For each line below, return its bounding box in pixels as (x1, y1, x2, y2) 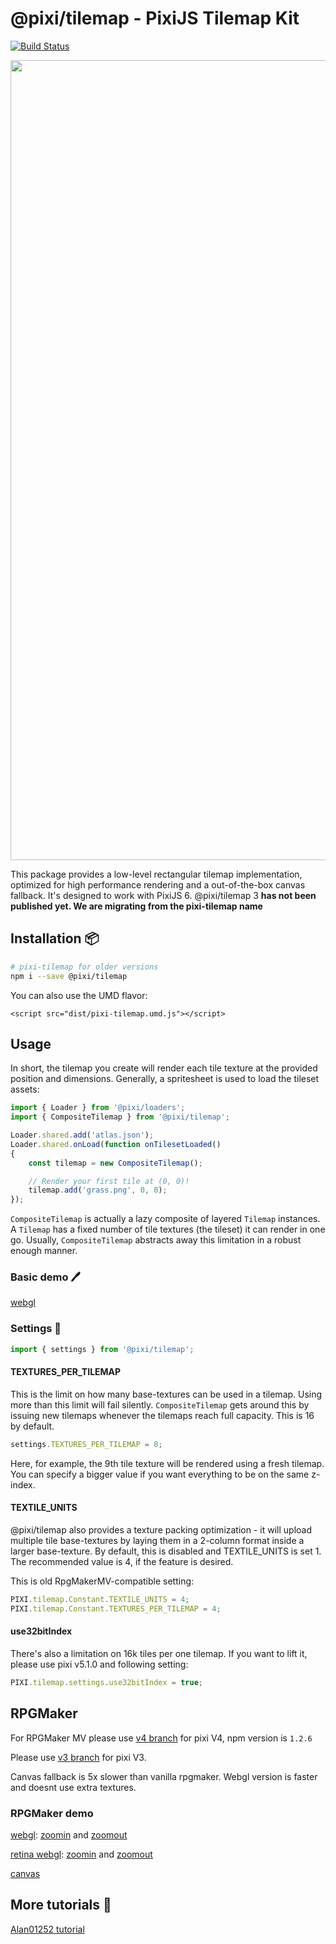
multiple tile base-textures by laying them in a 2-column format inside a (10, 1534, 305, 1546)
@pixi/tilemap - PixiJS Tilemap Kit (10, 7, 300, 30)
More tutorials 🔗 (10, 1897, 112, 1914)
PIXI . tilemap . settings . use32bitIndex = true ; (10, 1677, 203, 1687)
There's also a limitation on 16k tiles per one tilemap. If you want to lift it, (10, 1647, 308, 1659)
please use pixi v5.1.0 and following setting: (10, 1658, 189, 1670)
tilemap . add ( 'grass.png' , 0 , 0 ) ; (28, 1185, 168, 1196)
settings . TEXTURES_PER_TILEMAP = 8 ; (10, 1439, 163, 1449)
